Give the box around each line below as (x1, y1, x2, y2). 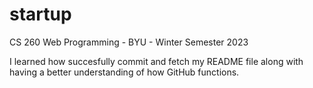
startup (9, 3, 72, 26)
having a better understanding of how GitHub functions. (9, 66, 240, 78)
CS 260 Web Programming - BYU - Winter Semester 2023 (9, 36, 249, 48)
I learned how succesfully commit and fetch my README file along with (9, 55, 304, 67)
